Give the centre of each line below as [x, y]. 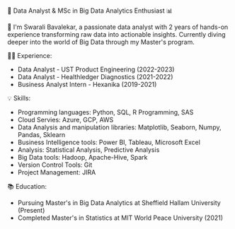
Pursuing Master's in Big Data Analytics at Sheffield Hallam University [119, 203]
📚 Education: [27, 186]
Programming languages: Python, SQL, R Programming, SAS [105, 112]
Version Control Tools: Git [55, 165]
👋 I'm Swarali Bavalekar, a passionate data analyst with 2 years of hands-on [118, 27]
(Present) [31, 210]
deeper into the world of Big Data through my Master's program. [101, 42]
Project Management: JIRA [57, 172]
